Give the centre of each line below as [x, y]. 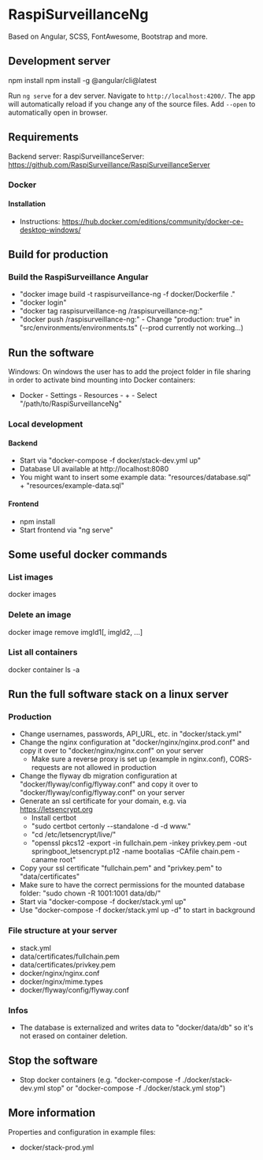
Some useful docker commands [88, 554]
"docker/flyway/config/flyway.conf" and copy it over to [109, 784]
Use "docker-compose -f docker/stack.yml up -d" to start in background [137, 910]
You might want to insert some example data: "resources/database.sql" [135, 477]
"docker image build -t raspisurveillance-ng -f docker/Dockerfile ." [128, 295]
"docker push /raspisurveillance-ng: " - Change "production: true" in [130, 319]
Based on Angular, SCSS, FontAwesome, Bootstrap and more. [108, 36]
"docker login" [43, 302]
